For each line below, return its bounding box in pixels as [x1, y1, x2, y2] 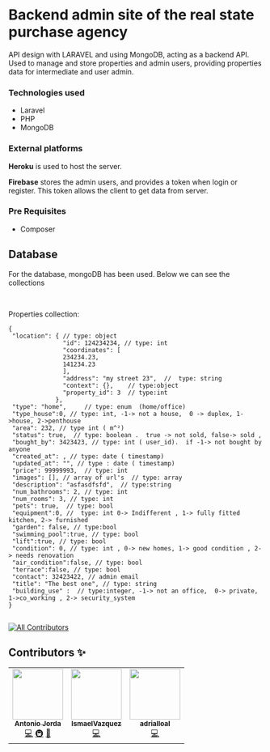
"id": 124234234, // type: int [62, 338, 168, 347]
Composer [19, 224, 56, 234]
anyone [8, 445, 31, 453]
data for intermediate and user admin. [8, 66, 134, 76]
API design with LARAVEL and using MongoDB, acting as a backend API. [8, 49, 250, 59]
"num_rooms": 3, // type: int [11, 495, 114, 503]
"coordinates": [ [62, 346, 121, 354]
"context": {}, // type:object [62, 381, 179, 389]
